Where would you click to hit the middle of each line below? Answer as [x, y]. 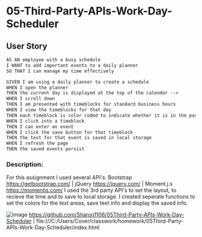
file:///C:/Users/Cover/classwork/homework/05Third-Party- [110, 221]
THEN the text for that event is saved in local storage [79, 138]
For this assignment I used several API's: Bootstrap [69, 177]
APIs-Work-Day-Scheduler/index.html [53, 227]
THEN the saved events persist [45, 149]
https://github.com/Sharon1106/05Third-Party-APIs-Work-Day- [107, 215]
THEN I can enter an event [40, 127]
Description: [25, 164]
